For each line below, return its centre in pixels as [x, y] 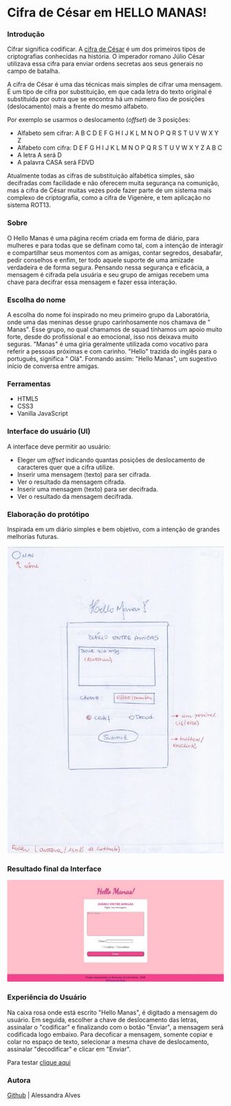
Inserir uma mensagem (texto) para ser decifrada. [87, 489]
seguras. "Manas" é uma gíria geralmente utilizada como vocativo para [108, 344]
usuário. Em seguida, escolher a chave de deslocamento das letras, [103, 1020]
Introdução [26, 34]
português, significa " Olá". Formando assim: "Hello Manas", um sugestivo [112, 359]
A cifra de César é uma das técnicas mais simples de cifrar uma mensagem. [115, 85]
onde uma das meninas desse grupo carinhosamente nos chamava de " [109, 322]
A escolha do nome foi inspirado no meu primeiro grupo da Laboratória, [109, 315]
